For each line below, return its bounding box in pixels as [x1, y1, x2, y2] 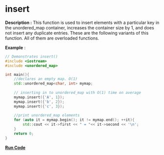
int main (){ [5, 72, 29, 77]
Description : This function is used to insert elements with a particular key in [5, 20, 160, 25]
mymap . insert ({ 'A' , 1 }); [14, 94, 65, 100]
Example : [5, 44, 26, 50]
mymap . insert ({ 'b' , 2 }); [14, 99, 65, 104]
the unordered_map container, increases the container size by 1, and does [5, 24, 154, 30]
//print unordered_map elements [14, 113, 80, 118]
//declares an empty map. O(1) [14, 77, 78, 82]
